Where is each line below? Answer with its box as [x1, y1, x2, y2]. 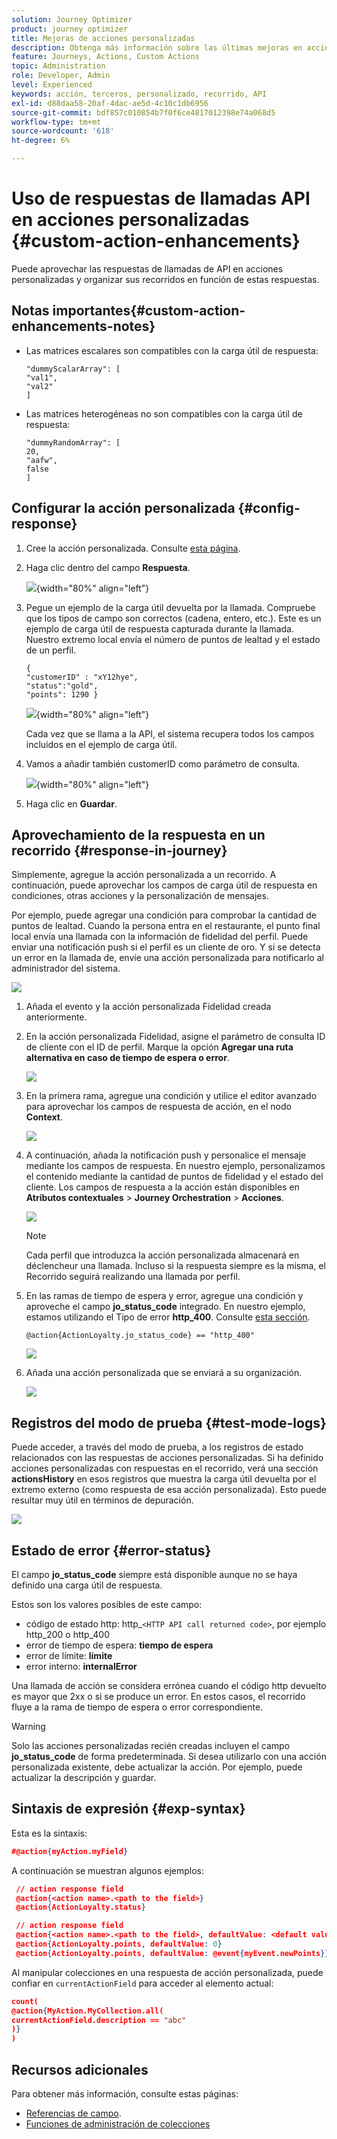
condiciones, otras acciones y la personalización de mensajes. [11, 890, 269, 902]
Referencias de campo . [25, 2107, 122, 2119]
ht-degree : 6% [11, 136, 71, 146]
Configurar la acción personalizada [11, 500, 236, 517]
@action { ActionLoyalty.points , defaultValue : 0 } [15, 1939, 223, 1950]
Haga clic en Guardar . [25, 797, 118, 810]
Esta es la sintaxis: [11, 1827, 88, 1839]
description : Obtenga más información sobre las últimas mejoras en [11, 42, 303, 53]
